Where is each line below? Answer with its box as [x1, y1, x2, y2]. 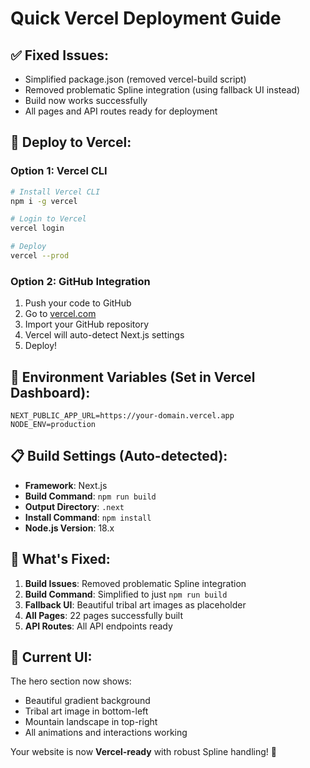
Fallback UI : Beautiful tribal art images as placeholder [24, 598, 247, 611]
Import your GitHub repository [24, 318, 150, 331]
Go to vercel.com [24, 308, 97, 320]
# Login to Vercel [10, 214, 87, 224]
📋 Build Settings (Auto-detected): [10, 448, 228, 465]
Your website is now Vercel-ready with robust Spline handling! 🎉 [10, 746, 277, 758]
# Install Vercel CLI [10, 187, 101, 197]
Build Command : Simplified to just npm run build [24, 588, 228, 600]
